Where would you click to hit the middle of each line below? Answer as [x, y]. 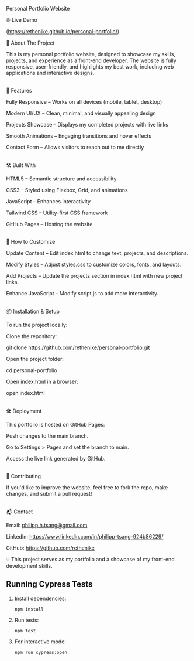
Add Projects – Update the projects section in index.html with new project [94, 276]
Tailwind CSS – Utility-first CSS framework [57, 213]
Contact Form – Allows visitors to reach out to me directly [75, 147]
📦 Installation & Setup [33, 311]
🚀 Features [19, 91]
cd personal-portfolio [32, 370]
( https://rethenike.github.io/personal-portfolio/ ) [63, 31]
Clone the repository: [32, 336]
